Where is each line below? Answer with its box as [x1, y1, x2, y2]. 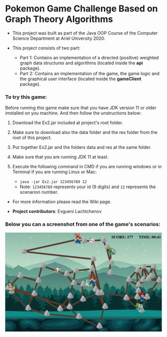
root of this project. [12, 135, 52, 141]
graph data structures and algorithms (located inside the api [19, 60, 143, 66]
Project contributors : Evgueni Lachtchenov [12, 209, 102, 215]
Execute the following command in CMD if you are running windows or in [12, 164, 162, 170]
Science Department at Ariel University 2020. [12, 35, 106, 41]
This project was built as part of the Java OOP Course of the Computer [12, 30, 158, 36]
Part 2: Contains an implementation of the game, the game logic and [19, 70, 160, 76]
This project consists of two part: [12, 45, 81, 51]
